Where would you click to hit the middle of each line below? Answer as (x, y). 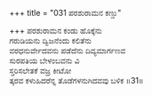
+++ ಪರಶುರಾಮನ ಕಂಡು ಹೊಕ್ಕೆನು (56, 31)
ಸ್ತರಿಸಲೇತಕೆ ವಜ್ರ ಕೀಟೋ (40, 71)
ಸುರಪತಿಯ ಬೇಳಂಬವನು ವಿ (44, 60)
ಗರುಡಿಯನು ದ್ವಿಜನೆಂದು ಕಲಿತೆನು (50, 40)
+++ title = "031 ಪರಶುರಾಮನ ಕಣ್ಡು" (65, 13)
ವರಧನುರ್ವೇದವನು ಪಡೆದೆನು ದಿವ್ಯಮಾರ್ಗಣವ (68, 51)
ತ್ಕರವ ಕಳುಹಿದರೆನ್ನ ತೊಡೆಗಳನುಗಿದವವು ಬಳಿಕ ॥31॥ (76, 80)
